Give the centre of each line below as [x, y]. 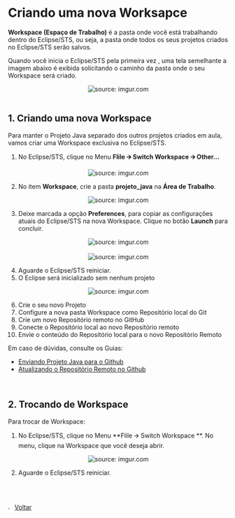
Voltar [23, 507]
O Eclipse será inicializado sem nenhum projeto [86, 278]
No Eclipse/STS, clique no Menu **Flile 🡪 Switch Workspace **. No [116, 436]
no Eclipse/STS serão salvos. [50, 47]
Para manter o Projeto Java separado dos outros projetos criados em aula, [115, 135]
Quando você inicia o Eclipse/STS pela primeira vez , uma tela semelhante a [117, 60]
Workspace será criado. [42, 75]
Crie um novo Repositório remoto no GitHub [81, 319]
